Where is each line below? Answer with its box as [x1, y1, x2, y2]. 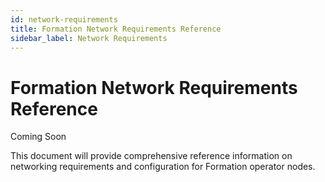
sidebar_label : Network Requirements [10, 33, 168, 43]
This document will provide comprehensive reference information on [10, 150, 293, 162]
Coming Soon [10, 131, 67, 143]
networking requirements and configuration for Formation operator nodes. [10, 161, 316, 173]
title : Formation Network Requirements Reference [10, 24, 222, 34]
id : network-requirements [10, 14, 118, 25]
